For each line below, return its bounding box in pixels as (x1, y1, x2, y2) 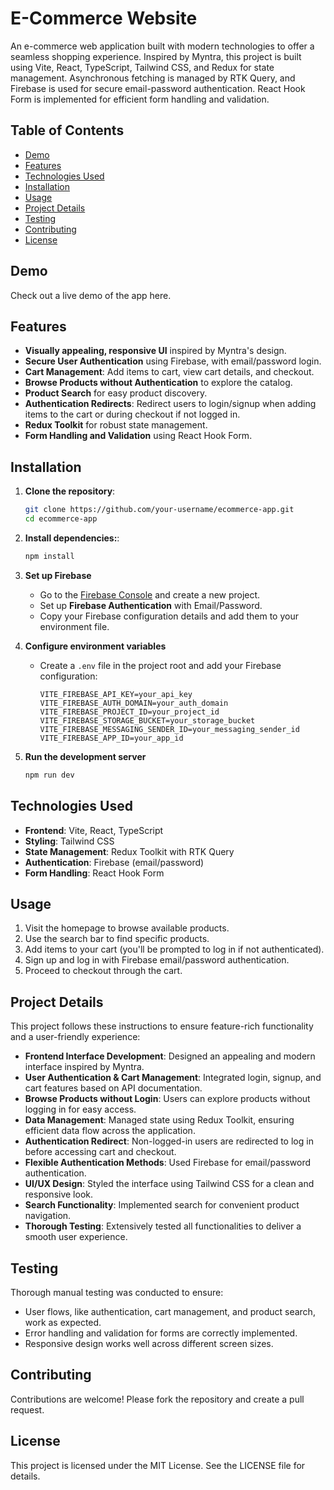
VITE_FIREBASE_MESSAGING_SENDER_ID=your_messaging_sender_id (39, 724, 300, 734)
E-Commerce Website (10, 7, 198, 30)
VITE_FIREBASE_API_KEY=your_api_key (39, 689, 193, 699)
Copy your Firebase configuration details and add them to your (39, 610, 299, 622)
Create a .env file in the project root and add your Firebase (39, 659, 282, 671)
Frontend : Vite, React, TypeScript (24, 824, 164, 836)
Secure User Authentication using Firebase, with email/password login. (24, 355, 322, 367)
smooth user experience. (24, 1231, 128, 1243)
